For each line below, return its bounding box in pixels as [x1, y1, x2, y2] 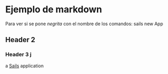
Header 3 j [5, 51, 32, 58]
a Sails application [5, 63, 44, 69]
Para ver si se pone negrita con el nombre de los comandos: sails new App [5, 21, 163, 27]
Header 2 [5, 35, 36, 44]
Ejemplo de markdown [5, 4, 102, 15]
